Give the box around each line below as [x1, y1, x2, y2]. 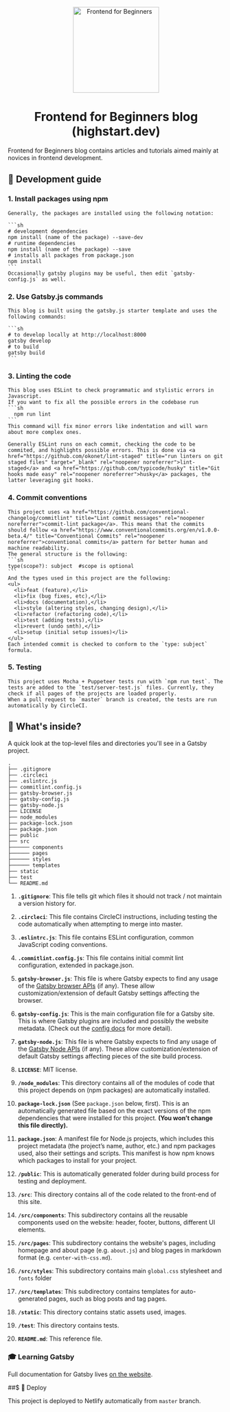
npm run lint [14, 411, 51, 418]
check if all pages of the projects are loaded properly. [8, 690, 177, 697]
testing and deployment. [17, 1176, 87, 1185]
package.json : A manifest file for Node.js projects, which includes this [17, 1134, 215, 1143]
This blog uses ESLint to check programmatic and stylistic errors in [8, 387, 214, 394]
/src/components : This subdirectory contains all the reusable [17, 1211, 188, 1219]
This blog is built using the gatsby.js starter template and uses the [8, 307, 217, 314]
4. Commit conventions [8, 493, 88, 503]
